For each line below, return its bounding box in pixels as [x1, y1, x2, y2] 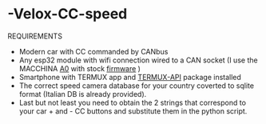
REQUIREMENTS [7, 31, 63, 41]
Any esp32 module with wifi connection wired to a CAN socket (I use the [18, 55, 258, 65]
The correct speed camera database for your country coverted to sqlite [18, 81, 255, 90]
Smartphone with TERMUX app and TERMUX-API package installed [18, 72, 241, 82]
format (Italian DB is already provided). [18, 89, 147, 98]
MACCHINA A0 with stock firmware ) [18, 63, 141, 73]
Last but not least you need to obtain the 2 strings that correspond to [18, 98, 247, 107]
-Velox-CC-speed [7, 5, 128, 23]
